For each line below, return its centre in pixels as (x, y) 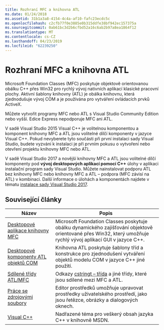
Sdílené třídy (22, 274)
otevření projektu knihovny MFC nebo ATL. (48, 149)
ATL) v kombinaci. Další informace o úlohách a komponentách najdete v (77, 179)
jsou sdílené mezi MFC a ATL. (89, 280)
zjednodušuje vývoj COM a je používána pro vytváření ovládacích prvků (77, 99)
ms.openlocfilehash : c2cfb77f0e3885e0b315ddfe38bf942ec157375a (71, 23)
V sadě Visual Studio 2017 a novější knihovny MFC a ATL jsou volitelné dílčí (81, 158)
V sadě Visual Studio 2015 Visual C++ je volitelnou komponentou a (72, 128)
